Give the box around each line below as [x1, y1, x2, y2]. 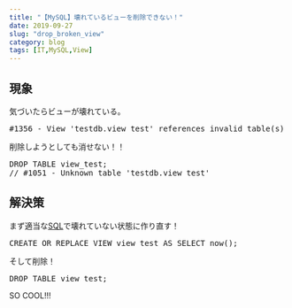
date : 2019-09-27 [9, 21, 73, 30]
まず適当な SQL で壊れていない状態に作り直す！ [9, 220, 180, 231]
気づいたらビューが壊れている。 [9, 105, 126, 116]
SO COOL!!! [9, 289, 51, 301]
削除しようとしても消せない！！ [9, 141, 126, 151]
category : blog [9, 37, 65, 47]
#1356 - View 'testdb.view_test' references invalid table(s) [9, 123, 285, 134]
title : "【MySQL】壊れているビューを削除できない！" [9, 12, 183, 22]
